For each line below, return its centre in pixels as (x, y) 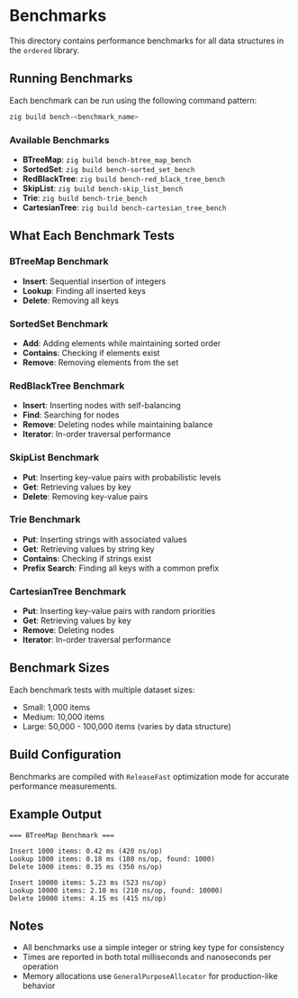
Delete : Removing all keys (71, 300)
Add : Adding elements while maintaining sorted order (122, 343)
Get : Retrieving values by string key (88, 549)
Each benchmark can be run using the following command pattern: (133, 100)
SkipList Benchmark (54, 458)
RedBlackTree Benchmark (67, 386)
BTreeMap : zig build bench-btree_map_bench (107, 160)
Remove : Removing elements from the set (100, 362)
